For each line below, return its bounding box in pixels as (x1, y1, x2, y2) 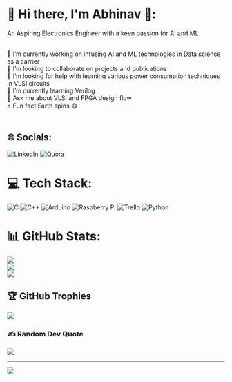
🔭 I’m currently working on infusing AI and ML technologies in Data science (7, 50, 221, 58)
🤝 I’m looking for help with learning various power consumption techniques (7, 72, 220, 80)
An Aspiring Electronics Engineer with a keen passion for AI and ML (7, 29, 199, 37)
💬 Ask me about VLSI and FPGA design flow (7, 93, 133, 102)
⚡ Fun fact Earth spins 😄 (7, 102, 78, 110)
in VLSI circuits (7, 79, 50, 87)
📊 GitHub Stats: (7, 228, 101, 244)
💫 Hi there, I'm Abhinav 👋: (7, 6, 157, 22)
